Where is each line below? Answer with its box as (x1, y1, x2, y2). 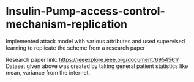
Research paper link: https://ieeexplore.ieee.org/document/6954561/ (6, 56, 179, 63)
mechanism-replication (6, 17, 128, 31)
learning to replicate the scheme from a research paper (6, 44, 145, 51)
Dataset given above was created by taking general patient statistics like (6, 62, 188, 70)
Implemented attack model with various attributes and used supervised (6, 37, 185, 45)
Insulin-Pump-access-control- (6, 4, 166, 18)
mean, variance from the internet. (6, 69, 90, 76)
